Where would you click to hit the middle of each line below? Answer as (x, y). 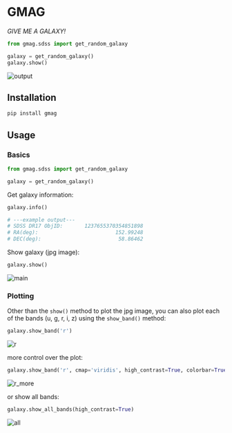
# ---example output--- (41, 220)
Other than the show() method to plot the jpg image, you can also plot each (113, 311)
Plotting (21, 296)
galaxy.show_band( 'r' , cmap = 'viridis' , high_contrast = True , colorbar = (111, 370)
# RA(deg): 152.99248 (75, 233)
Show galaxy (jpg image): (43, 252)
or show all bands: (33, 396)
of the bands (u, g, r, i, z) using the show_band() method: (87, 318)
